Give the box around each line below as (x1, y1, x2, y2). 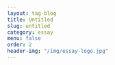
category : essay (7, 28, 53, 36)
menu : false (7, 35, 41, 42)
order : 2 (7, 41, 32, 48)
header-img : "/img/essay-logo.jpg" (7, 48, 109, 55)
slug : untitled (7, 22, 51, 29)
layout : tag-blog (7, 9, 57, 17)
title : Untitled (7, 16, 53, 23)
